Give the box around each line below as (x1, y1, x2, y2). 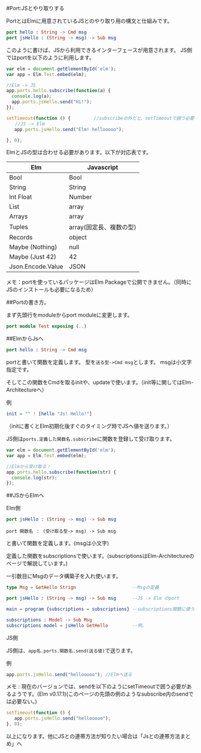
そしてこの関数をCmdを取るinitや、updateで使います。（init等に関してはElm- (6, 379, 194, 386)
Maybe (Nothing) (9, 243, 57, 251)
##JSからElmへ (6, 492, 44, 499)
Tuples (9, 223, 29, 231)
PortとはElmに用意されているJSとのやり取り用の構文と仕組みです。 (6, 17, 173, 25)
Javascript (87, 163, 118, 172)
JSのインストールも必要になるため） (6, 286, 97, 293)
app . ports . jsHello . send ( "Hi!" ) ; (11, 99, 93, 105)
